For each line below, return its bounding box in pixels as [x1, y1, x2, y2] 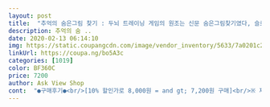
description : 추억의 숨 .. [8, 27, 92, 35]
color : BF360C [8, 64, 56, 72]
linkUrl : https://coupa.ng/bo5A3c [8, 49, 125, 57]
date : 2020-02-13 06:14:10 [8, 34, 99, 43]
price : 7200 [8, 72, 48, 80]
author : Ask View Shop [8, 79, 84, 87]
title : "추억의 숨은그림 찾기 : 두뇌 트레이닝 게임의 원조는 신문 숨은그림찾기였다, [8, 19, 252, 27]
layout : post [8, 11, 52, 20]
